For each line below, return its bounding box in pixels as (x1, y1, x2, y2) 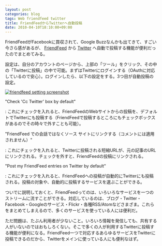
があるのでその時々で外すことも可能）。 (5, 121, 84, 126)
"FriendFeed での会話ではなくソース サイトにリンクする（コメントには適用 (5, 131, 155, 137)
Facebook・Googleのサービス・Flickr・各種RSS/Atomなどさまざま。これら (5, 201, 155, 207)
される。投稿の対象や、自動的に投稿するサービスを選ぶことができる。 (5, 179, 145, 185)
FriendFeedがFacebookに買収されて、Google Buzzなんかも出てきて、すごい (5, 39, 157, 45)
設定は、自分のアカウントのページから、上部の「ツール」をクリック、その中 (5, 61, 157, 67)
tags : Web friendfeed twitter (5, 16, 66, 21)
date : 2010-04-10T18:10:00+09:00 (5, 25, 73, 30)
